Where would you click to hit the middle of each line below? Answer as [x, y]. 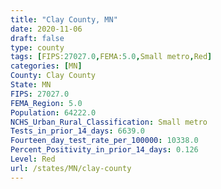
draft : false [37, 38]
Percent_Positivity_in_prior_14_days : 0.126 [104, 150]
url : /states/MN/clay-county [71, 168]
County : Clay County [53, 76]
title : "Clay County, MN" [64, 19]
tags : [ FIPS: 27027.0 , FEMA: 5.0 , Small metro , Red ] [111, 57]
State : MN [31, 85]
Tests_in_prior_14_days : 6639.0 [77, 131]
